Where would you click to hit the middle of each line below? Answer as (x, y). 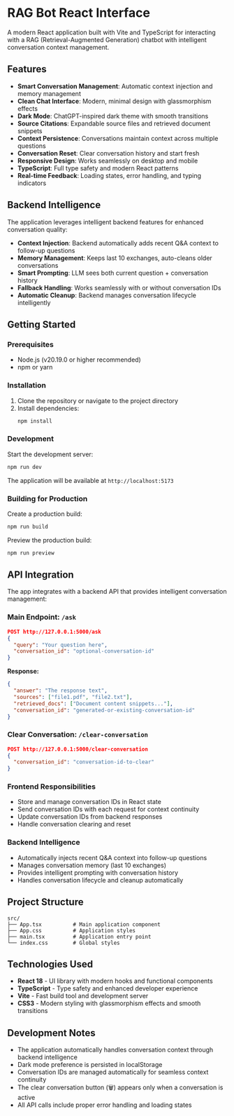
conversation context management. (58, 47)
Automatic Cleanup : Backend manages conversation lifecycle (107, 295)
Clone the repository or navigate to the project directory (98, 400)
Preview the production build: (50, 540)
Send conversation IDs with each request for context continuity (108, 809)
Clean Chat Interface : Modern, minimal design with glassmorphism (114, 101)
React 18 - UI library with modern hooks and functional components (115, 981)
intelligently (34, 302)
